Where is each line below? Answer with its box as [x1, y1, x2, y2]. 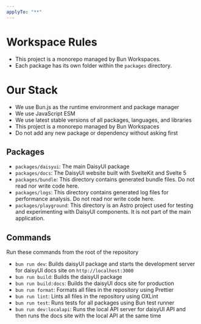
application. [15, 214, 45, 222]
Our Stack [6, 83, 58, 97]
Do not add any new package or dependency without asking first [15, 129, 178, 136]
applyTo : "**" [6, 9, 43, 15]
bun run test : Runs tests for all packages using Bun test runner [15, 299, 175, 306]
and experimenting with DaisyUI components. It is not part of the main [15, 208, 191, 216]
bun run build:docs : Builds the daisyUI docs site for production [15, 280, 175, 287]
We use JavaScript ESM [15, 110, 76, 117]
